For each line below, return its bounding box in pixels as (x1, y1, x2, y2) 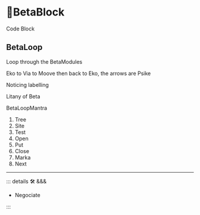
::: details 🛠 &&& (6, 177, 47, 185)
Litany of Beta (6, 92, 40, 100)
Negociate (14, 191, 40, 198)
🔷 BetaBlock (6, 5, 65, 19)
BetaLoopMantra (6, 104, 48, 111)
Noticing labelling (6, 81, 49, 88)
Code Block (6, 25, 35, 32)
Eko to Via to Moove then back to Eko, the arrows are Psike (6, 70, 151, 77)
